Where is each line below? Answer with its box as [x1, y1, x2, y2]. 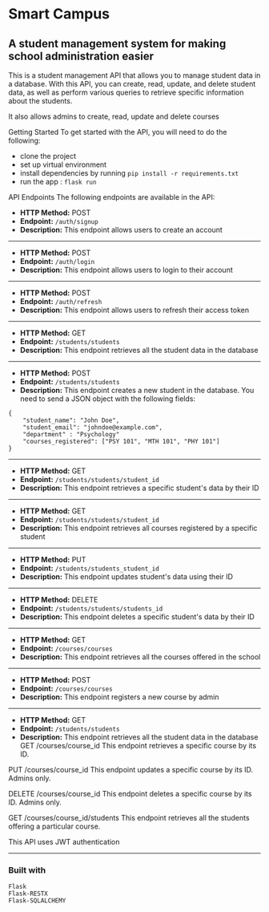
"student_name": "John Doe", [22, 416, 120, 424]
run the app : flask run [19, 177, 97, 186]
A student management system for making [8, 37, 227, 51]
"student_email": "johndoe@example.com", [22, 424, 163, 432]
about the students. [8, 96, 73, 105]
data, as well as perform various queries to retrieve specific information [8, 87, 244, 97]
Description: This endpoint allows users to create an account [19, 225, 223, 234]
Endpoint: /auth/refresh [19, 297, 102, 306]
